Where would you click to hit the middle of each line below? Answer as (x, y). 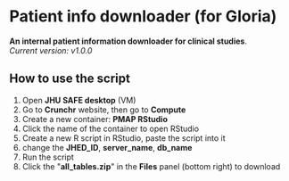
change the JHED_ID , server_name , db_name (107, 147)
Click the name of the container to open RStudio (110, 128)
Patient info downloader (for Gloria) (143, 16)
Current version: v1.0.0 (51, 50)
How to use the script (70, 79)
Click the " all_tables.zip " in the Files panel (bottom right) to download (151, 166)
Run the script (48, 157)
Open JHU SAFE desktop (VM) (79, 100)
